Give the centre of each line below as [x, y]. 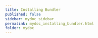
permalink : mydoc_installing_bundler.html [49, 23]
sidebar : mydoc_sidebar [30, 19]
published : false [23, 14]
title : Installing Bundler [33, 10]
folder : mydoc [20, 28]
